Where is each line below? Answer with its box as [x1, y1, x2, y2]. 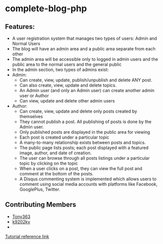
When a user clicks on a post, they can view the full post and [19, 166, 143, 171]
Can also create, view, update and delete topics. [19, 82, 116, 88]
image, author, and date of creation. [19, 150, 92, 156]
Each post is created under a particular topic [19, 134, 109, 140]
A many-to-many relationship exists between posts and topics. [19, 140, 146, 145]
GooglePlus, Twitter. [19, 187, 60, 192]
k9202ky [12, 219, 30, 224]
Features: [5, 23, 35, 31]
